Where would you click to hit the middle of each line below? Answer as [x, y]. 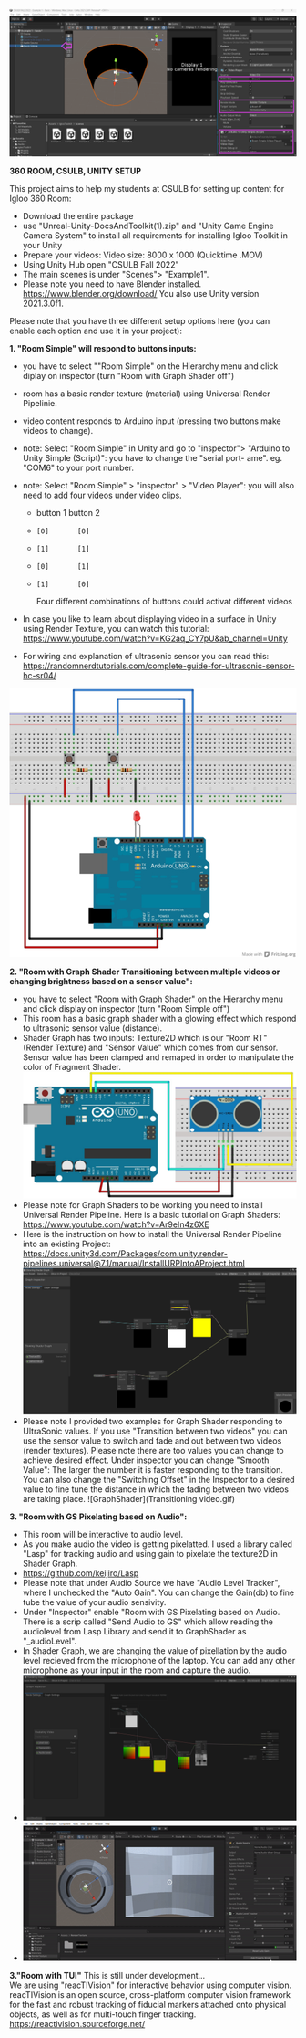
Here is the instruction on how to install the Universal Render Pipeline [152, 1234]
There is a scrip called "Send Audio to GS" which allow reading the [148, 1622]
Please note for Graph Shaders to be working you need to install [143, 1204]
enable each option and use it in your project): [96, 331]
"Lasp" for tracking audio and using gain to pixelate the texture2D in [150, 1554]
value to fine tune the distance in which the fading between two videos [156, 1489]
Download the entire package [78, 215]
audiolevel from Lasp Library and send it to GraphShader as [134, 1632]
